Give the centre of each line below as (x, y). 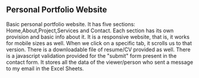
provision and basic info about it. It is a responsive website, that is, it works (98, 37)
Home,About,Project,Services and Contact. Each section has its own (90, 30)
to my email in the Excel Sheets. (45, 68)
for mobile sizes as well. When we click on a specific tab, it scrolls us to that (99, 43)
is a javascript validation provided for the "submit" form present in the (91, 55)
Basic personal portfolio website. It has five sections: (71, 24)
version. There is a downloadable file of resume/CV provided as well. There (99, 49)
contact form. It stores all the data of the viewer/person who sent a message (100, 62)
